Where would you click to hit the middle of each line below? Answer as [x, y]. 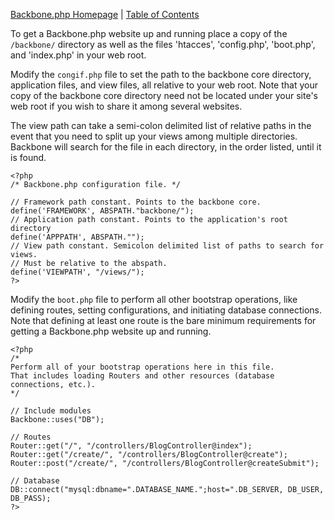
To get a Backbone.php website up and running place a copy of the [149, 33]
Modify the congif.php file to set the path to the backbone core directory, [161, 74]
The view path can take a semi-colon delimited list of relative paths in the [161, 125]
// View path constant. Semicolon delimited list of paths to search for [167, 246]
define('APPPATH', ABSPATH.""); [77, 237]
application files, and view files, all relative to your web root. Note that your [164, 85]
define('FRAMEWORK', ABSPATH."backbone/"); [102, 211]
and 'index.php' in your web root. [78, 55]
